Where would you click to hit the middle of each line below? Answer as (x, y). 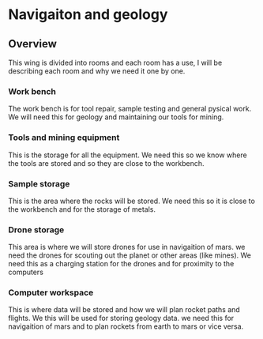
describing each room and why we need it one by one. (97, 71)
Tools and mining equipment (64, 137)
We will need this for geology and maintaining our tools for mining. (116, 117)
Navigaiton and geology (88, 15)
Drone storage (36, 229)
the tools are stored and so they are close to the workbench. (106, 163)
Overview (33, 44)
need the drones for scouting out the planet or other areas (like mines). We (130, 255)
